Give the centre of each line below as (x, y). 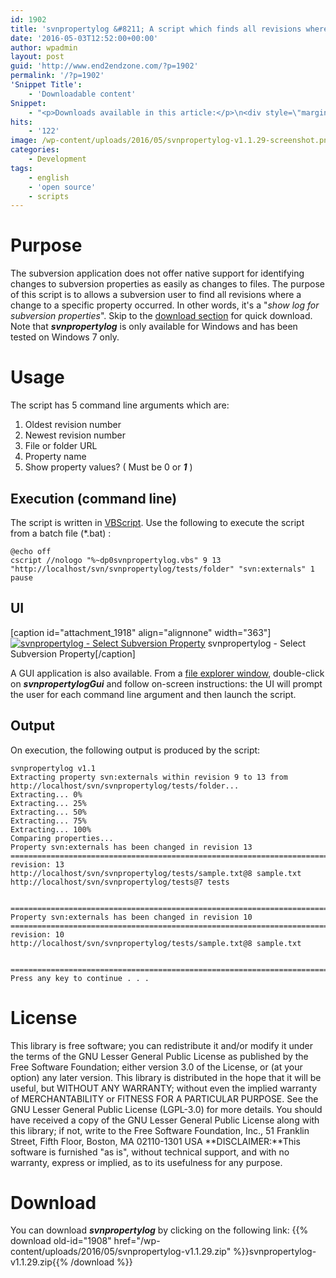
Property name (55, 457)
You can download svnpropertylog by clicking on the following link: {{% (159, 1230)
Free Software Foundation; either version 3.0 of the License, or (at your (156, 1067)
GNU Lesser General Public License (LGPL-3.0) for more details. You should (166, 1109)
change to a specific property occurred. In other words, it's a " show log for (165, 305)
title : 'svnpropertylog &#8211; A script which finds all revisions (156, 29)
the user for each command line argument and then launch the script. (153, 694)
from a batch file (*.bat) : (61, 533)
